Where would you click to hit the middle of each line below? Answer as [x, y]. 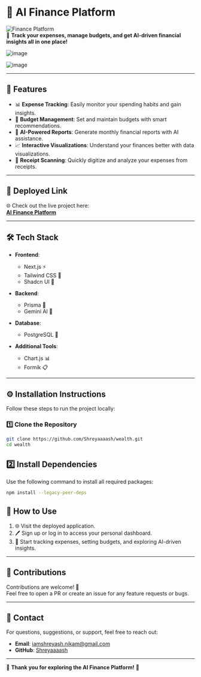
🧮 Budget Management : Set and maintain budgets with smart [91, 119]
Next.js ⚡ [35, 267]
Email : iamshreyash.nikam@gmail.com [63, 644]
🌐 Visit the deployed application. [55, 526]
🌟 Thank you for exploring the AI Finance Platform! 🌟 [73, 667]
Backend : [27, 293]
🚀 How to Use [31, 512]
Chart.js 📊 [37, 358]
